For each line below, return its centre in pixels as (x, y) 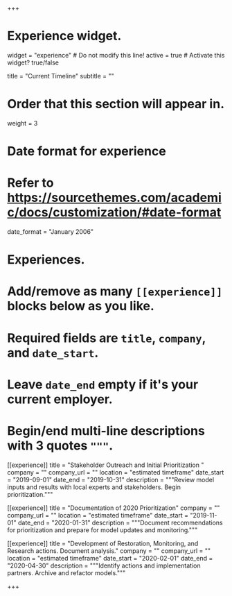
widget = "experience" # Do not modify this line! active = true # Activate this (116, 55)
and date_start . (53, 353)
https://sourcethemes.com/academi (114, 198)
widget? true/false (33, 62)
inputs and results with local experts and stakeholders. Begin (94, 487)
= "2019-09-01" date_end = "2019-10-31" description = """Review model (111, 479)
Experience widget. (64, 36)
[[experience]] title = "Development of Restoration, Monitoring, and (103, 543)
